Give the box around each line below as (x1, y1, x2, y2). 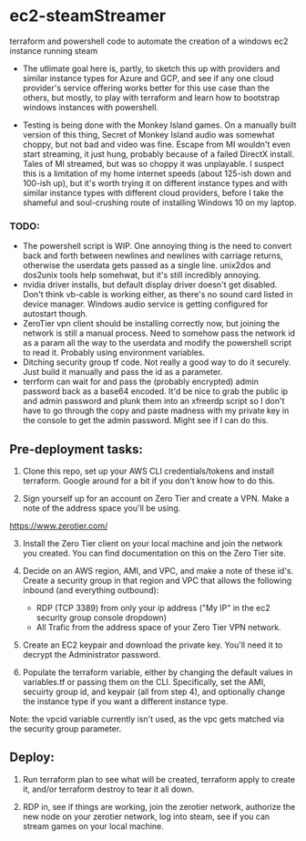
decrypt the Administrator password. (22, 649, 161, 660)
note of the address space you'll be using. (22, 503, 181, 514)
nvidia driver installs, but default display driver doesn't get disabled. (22, 279, 278, 290)
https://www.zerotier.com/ (9, 521, 108, 532)
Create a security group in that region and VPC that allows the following (22, 576, 292, 587)
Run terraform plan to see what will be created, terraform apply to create (22, 774, 296, 784)
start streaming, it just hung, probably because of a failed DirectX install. (22, 148, 294, 160)
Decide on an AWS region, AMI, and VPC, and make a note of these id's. (22, 566, 294, 576)
